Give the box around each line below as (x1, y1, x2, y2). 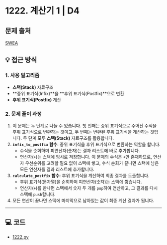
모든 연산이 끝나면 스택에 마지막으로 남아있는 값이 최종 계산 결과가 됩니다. (12, 197, 155, 203)
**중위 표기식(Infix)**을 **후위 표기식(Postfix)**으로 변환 (12, 90, 124, 96)
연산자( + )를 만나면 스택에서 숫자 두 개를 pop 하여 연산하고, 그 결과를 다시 (19, 185, 158, 191)
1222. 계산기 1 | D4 (5, 5, 80, 16)
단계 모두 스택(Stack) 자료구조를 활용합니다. (28, 135, 114, 141)
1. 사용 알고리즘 (5, 72, 40, 79)
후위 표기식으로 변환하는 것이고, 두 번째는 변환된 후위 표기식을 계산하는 (12, 129, 149, 135)
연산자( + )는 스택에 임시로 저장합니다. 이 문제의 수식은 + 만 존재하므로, (19, 154, 153, 160)
